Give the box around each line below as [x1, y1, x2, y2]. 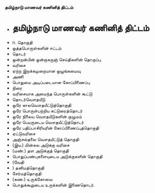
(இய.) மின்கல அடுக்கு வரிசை [12, 142, 70, 148]
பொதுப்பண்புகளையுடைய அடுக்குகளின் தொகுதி [12, 153, 103, 159]
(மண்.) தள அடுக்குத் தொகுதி [12, 147, 69, 153]
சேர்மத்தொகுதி [12, 170, 42, 176]
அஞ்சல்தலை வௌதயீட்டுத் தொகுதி [12, 136, 79, 142]
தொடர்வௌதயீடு [12, 96, 46, 102]
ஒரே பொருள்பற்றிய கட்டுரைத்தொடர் [12, 107, 83, 113]
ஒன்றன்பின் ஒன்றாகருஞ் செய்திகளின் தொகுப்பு [12, 56, 101, 62]
